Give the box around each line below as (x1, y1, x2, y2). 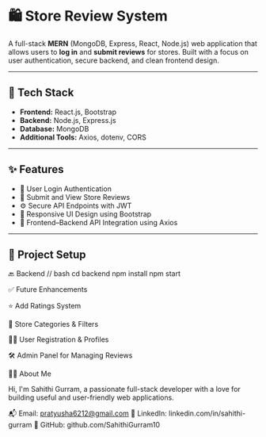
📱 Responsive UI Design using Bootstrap (19, 209, 152, 219)
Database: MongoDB (19, 124, 89, 133)
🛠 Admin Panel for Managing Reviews (8, 351, 133, 360)
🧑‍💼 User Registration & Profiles (8, 335, 109, 344)
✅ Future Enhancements (8, 285, 88, 294)
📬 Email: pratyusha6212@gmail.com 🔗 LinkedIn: (8, 408, 168, 418)
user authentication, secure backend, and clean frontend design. (8, 56, 220, 65)
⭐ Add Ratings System (8, 301, 82, 311)
